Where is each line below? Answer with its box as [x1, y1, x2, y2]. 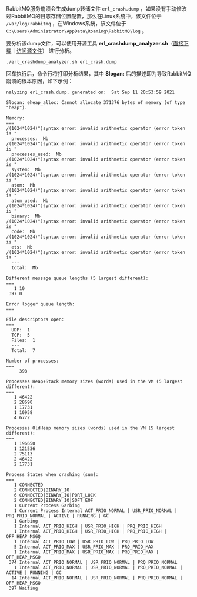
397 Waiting [8, 585, 38, 591]
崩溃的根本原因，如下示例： [6, 77, 74, 84]
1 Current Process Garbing [14, 503, 81, 508]
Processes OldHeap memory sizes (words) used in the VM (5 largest [6, 425, 175, 431]
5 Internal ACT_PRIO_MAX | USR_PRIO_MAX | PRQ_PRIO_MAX [14, 544, 154, 550]
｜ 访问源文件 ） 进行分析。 [11, 47, 75, 54]
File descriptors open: [6, 317, 65, 322]
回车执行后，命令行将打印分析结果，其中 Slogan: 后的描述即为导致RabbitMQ [6, 70, 192, 77]
